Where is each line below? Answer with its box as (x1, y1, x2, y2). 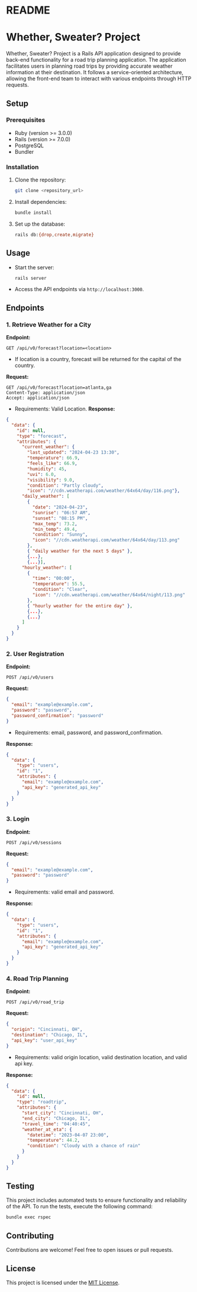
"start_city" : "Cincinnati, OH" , (21, 1110, 104, 1116)
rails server (14, 275, 47, 281)
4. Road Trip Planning (6, 974, 69, 983)
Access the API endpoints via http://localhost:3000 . (14, 286, 144, 293)
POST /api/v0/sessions (6, 840, 62, 845)
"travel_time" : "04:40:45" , (21, 1121, 91, 1127)
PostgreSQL (14, 142, 44, 149)
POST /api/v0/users (6, 675, 54, 680)
